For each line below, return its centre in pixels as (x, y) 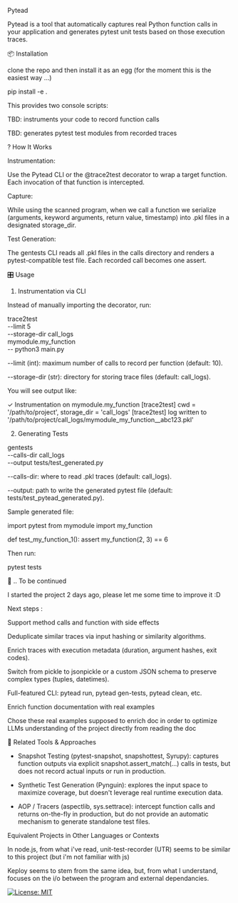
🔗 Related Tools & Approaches (52, 742)
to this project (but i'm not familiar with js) (68, 857)
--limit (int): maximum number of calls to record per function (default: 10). (115, 363)
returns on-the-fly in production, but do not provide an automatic (113, 814)
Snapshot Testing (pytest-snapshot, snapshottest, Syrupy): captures (118, 756)
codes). (19, 658)
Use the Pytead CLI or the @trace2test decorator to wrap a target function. (118, 175)
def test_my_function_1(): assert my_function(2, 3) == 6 (88, 539)
